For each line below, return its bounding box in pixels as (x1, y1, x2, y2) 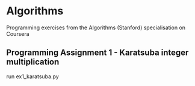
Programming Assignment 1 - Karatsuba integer (6, 48, 189, 58)
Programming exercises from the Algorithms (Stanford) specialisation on (6, 24, 185, 31)
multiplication (6, 57, 60, 67)
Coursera (6, 30, 29, 37)
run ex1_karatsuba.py (6, 73, 59, 80)
